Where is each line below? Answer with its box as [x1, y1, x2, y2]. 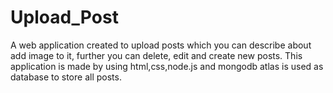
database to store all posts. [10, 71, 122, 83]
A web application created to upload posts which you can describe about [10, 39, 312, 51]
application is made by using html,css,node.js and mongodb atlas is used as [10, 60, 324, 72]
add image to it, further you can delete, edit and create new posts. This [10, 49, 303, 61]
